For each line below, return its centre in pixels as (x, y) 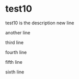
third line (15, 42)
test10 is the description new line (40, 23)
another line (18, 32)
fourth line (16, 52)
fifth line (14, 62)
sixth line (15, 72)
